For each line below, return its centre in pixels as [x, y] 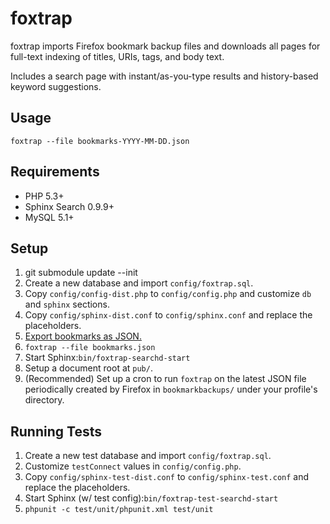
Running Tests [56, 431]
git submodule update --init [81, 273]
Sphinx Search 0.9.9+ [69, 206]
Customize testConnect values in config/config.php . [133, 466]
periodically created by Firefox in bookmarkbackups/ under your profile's [171, 389]
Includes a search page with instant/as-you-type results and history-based [164, 76]
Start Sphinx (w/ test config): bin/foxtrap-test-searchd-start [151, 498]
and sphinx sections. [67, 304]
